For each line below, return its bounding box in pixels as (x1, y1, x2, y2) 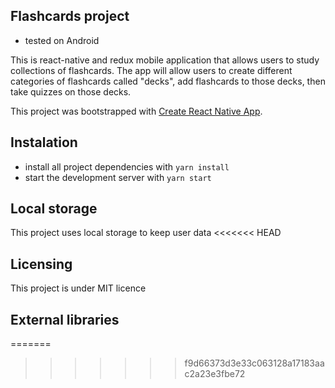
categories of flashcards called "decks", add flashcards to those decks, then (10, 75, 326, 87)
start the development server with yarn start (24, 171, 212, 183)
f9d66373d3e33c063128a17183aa (184, 357, 325, 369)
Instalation (10, 134, 78, 151)
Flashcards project (10, 8, 130, 25)
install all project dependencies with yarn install (24, 160, 230, 173)
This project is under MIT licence (10, 282, 147, 294)
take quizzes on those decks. (10, 85, 132, 98)
